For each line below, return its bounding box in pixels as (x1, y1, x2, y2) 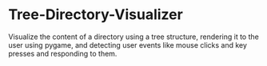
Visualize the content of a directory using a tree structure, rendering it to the (8, 32, 260, 41)
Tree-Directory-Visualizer (8, 6, 184, 24)
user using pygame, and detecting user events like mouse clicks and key (8, 40, 248, 49)
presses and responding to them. (8, 49, 118, 58)
